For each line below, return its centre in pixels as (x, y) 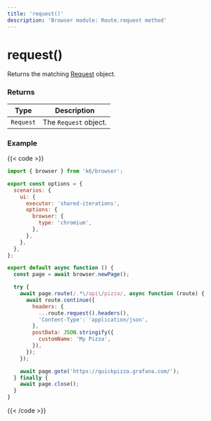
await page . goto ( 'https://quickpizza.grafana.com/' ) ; (100, 371)
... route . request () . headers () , (84, 313)
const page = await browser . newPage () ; (72, 274)
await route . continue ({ (60, 300)
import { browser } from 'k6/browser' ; (65, 171)
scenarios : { (32, 190)
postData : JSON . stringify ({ (73, 333)
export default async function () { (60, 268)
